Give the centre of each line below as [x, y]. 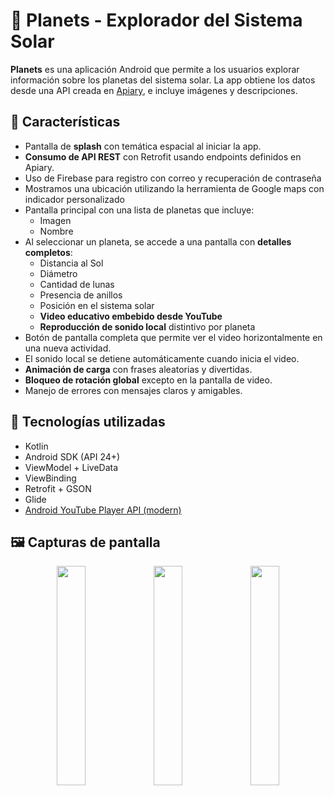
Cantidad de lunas [77, 284]
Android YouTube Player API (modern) [103, 510]
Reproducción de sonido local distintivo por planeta [147, 326]
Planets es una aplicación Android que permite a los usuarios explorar [155, 69]
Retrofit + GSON [58, 488]
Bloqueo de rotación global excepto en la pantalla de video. [148, 380]
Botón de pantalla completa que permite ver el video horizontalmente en [173, 337]
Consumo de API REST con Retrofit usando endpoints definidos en [163, 156]
